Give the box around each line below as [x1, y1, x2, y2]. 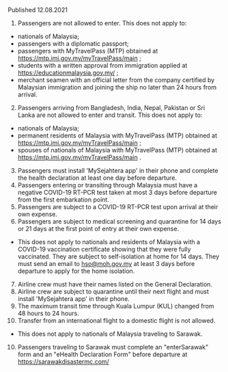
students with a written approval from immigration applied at [17, 62, 188, 69]
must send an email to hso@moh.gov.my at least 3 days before [17, 260, 195, 267]
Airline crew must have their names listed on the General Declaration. [17, 280, 213, 288]
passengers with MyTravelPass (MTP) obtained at [17, 47, 158, 55]
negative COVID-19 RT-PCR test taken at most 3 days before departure [17, 188, 218, 196]
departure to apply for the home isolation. [17, 267, 135, 275]
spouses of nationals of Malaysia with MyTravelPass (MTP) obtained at [17, 146, 218, 154]
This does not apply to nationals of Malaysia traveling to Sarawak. [17, 330, 203, 338]
